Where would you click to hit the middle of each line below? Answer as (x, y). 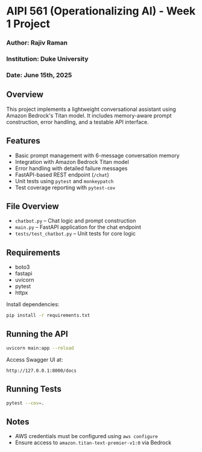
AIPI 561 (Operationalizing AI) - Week (101, 11)
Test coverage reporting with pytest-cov (65, 187)
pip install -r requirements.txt (48, 315)
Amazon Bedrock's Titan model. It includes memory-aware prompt (89, 115)
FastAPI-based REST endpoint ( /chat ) (62, 174)
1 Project (28, 24)
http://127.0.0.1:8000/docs (42, 371)
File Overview (33, 206)
